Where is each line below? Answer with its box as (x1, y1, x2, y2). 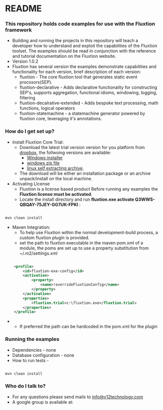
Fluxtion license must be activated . (19, 191, 93, 197)
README (5, 3, 42, 14)
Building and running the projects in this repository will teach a (12, 38, 139, 44)
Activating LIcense (12, 181, 50, 187)
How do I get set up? (5, 128, 55, 135)
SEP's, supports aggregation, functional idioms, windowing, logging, (19, 90, 158, 96)
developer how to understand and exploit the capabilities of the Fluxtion (12, 43, 158, 49)
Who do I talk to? (5, 383, 46, 389)
